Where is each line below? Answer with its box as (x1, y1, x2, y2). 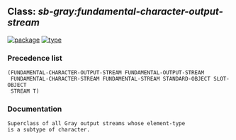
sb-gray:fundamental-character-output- (38, 6, 223, 18)
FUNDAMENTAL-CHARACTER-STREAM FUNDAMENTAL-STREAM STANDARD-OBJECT (10, 76, 211, 83)
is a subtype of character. (7, 127, 91, 134)
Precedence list (7, 53, 62, 63)
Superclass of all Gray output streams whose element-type (7, 120, 186, 127)
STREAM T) (10, 88, 40, 95)
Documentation (7, 104, 62, 114)
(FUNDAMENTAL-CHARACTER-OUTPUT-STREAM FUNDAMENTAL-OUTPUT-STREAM (7, 69, 204, 76)
